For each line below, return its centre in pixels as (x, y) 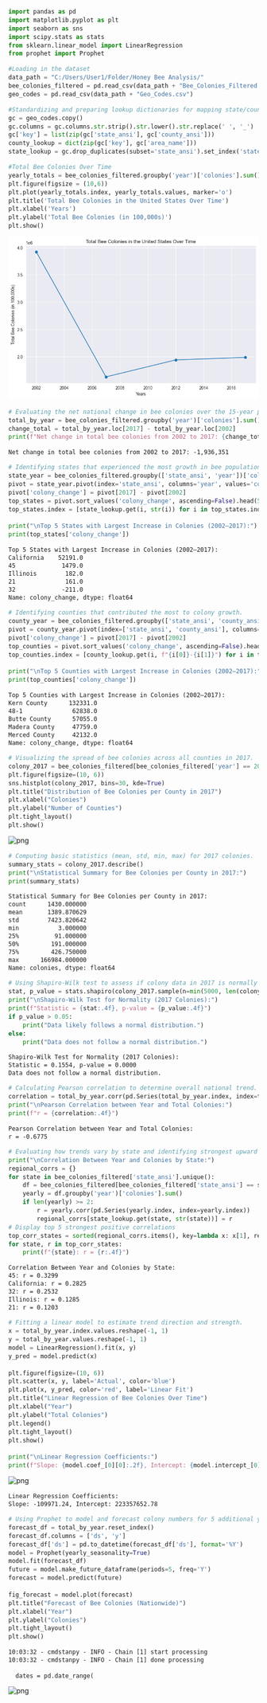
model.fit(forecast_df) (48, 1561)
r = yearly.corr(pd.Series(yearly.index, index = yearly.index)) (143, 1211)
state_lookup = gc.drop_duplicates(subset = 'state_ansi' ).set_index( (124, 152)
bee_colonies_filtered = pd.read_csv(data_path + (92, 86)
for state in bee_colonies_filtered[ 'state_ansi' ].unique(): (112, 1177)
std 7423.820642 (48, 920)
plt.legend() (30, 1423)
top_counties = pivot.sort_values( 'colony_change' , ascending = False (124, 646)
